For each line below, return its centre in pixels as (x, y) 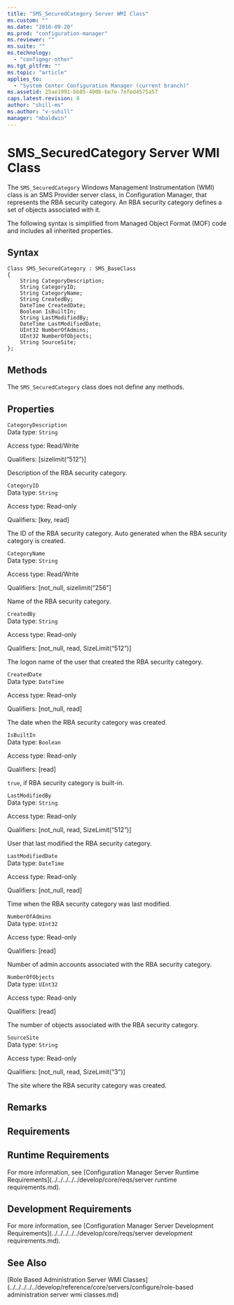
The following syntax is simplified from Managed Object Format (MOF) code (117, 223)
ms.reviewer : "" (31, 40)
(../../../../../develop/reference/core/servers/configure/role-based (101, 1287)
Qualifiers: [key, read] (39, 520)
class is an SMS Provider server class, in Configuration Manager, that (107, 194)
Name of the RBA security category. (59, 601)
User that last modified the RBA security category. (80, 843)
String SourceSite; (48, 342)
